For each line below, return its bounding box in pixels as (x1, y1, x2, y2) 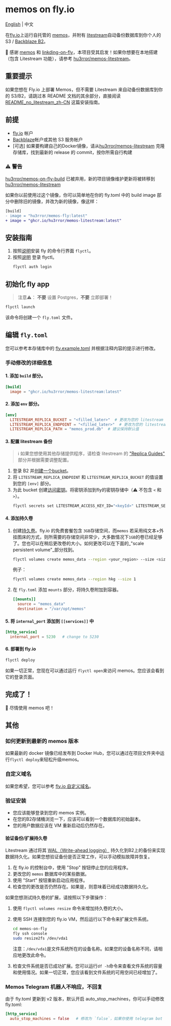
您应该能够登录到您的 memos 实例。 (12, 810, 89, 816)
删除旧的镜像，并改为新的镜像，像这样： (14, 198, 99, 204)
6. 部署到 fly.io (5, 646, 37, 652)
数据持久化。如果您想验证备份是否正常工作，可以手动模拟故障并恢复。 (5, 854, 153, 860)
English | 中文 (5, 21, 34, 27)
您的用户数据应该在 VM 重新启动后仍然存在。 (12, 823, 107, 829)
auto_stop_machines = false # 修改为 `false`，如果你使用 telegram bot (10, 1016, 163, 1021)
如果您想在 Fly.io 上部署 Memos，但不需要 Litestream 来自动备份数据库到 (5, 86, 159, 92)
